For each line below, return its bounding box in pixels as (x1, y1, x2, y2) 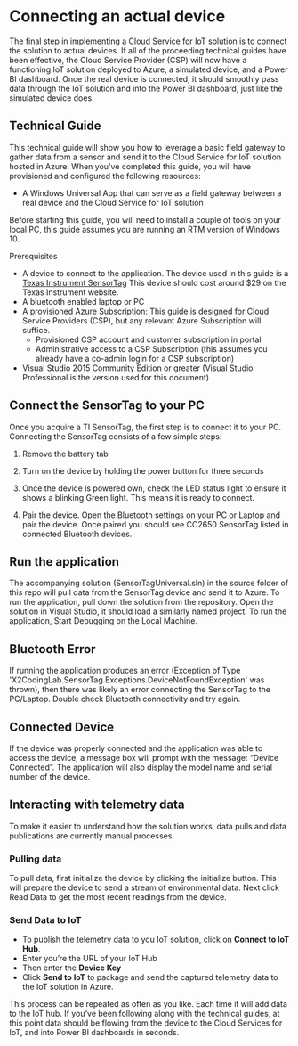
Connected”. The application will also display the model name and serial (9, 762, 273, 772)
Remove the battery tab (21, 448, 109, 459)
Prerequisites (9, 250, 58, 261)
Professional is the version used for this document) (21, 372, 210, 382)
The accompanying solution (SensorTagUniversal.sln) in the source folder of (9, 577, 289, 589)
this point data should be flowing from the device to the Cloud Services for (9, 1017, 283, 1028)
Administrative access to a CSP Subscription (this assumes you (35, 343, 269, 354)
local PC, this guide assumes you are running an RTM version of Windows (9, 224, 280, 234)
